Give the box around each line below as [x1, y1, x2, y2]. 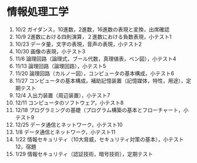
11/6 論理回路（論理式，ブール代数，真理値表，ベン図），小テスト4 [15, 55, 176, 62]
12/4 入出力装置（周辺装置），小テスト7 [15, 91, 111, 99]
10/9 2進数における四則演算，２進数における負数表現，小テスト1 [15, 33, 172, 40]
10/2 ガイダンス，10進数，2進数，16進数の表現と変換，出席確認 [15, 26, 170, 33]
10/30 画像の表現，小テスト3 [15, 47, 86, 55]
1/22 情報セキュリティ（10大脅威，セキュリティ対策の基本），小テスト [15, 135, 184, 142]
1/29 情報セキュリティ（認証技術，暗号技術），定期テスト [15, 150, 153, 157]
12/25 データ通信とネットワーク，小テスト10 [15, 121, 123, 128]
